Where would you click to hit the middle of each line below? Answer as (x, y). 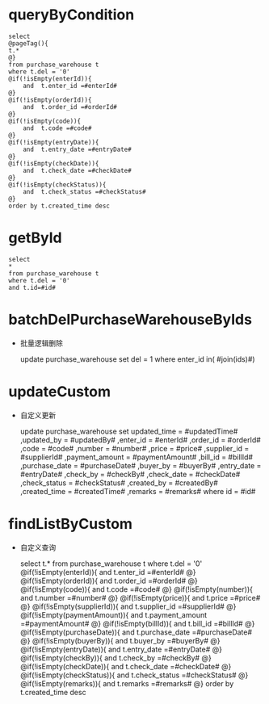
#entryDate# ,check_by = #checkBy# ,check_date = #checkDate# (130, 474)
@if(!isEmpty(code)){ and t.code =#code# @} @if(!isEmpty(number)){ (136, 589)
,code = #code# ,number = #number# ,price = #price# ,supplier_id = (134, 448)
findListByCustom (71, 524)
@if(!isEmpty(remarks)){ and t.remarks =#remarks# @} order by (127, 683)
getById (35, 238)
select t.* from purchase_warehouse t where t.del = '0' (111, 564)
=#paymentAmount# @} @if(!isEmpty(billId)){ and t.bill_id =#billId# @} (137, 623)
